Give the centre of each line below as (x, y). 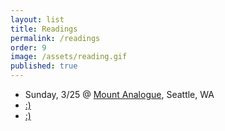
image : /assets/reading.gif (69, 57)
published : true (44, 66)
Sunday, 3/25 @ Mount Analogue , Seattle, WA (119, 94)
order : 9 (28, 47)
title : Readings (44, 29)
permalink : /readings (55, 38)
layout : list (37, 19)
